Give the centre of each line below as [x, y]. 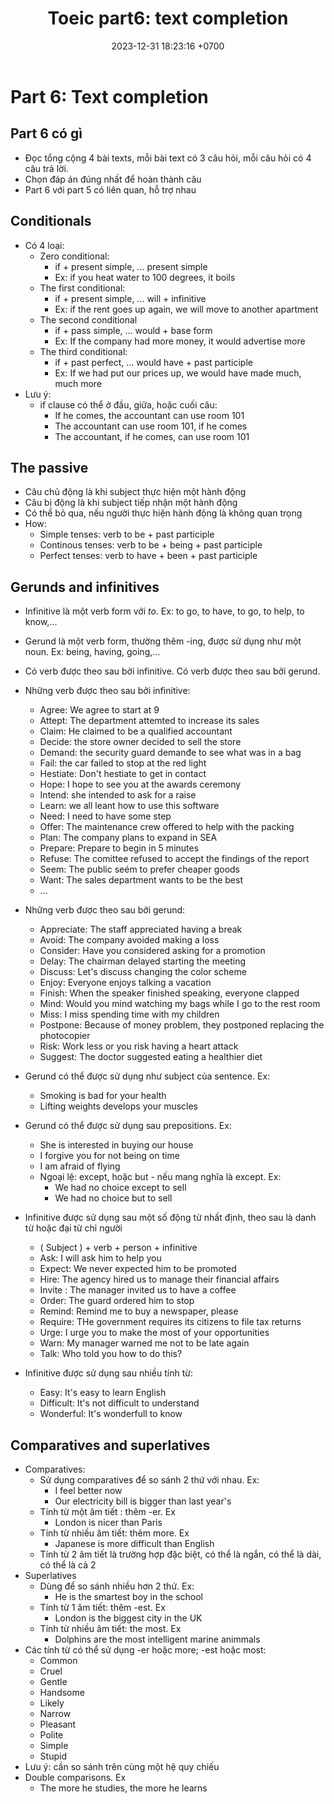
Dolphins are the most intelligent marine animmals [157, 1639]
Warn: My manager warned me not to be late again [144, 1343]
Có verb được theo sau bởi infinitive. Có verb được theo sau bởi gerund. [172, 671]
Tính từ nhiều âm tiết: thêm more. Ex [114, 1533]
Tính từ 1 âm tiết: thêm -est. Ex [102, 1607]
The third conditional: [83, 351]
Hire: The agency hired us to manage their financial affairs [159, 1279]
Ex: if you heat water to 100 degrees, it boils [145, 277]
